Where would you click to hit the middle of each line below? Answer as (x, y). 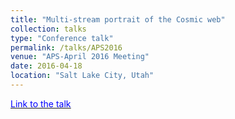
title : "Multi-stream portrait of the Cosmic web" (118, 19)
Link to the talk (41, 103)
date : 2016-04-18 (46, 66)
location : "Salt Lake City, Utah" (82, 76)
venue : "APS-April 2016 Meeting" (80, 57)
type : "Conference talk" (62, 38)
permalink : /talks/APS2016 (66, 47)
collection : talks (48, 29)
